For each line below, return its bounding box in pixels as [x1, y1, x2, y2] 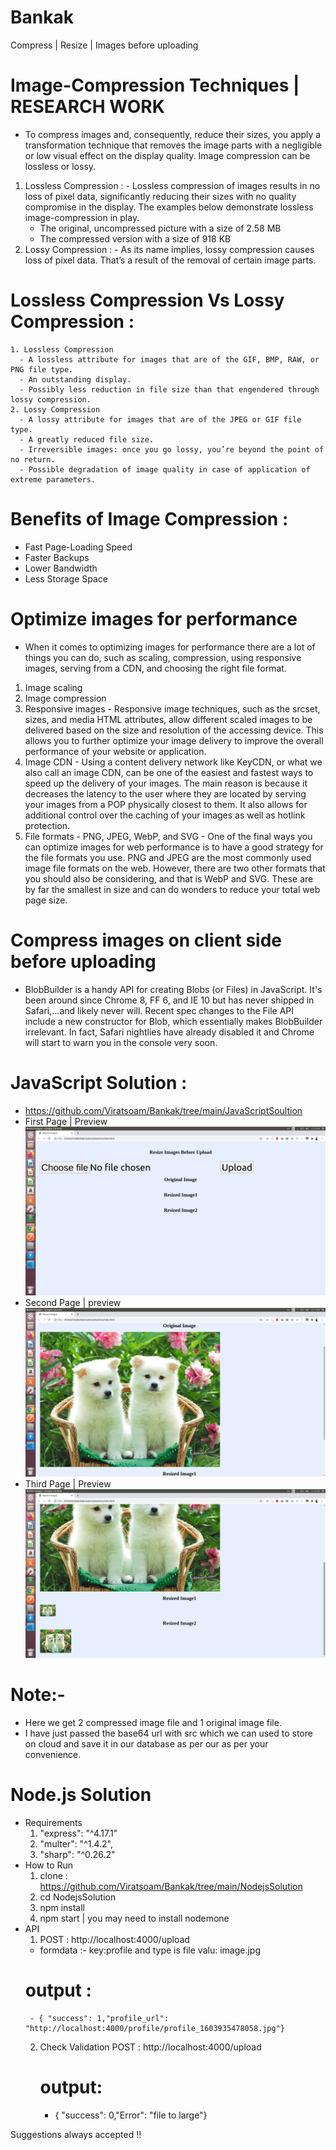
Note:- [10, 1684, 66, 1706]
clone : [39, 1869, 68, 1881]
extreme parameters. [10, 474, 97, 485]
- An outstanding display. [19, 374, 132, 385]
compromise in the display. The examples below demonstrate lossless [24, 201, 314, 213]
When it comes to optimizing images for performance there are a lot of [24, 641, 316, 653]
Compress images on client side [10, 929, 283, 951]
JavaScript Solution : [10, 1071, 188, 1094]
